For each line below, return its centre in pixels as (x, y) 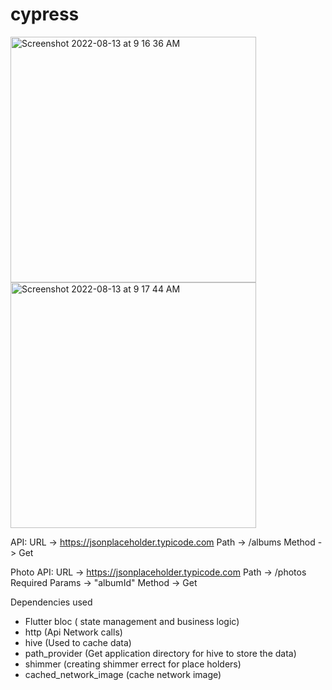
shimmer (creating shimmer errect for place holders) (133, 664)
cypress (45, 14)
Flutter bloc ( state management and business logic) (132, 621)
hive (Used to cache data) (78, 642)
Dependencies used (51, 602)
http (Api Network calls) (73, 632)
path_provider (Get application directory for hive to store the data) (160, 653)
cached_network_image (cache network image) (123, 674)
